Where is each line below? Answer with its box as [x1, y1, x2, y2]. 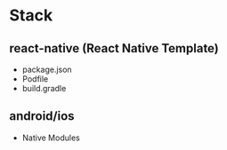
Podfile [21, 74, 49, 84]
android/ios [9, 108, 75, 124]
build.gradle [21, 83, 67, 93]
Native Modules [21, 132, 80, 143]
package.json [21, 64, 73, 75]
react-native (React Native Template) [9, 41, 220, 56]
